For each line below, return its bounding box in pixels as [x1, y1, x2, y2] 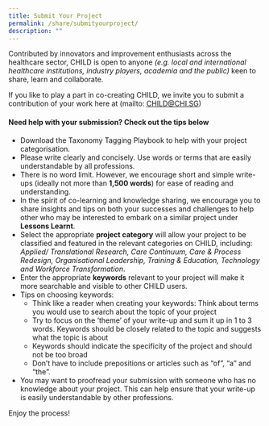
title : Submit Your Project [8, 11, 103, 20]
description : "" [8, 27, 63, 35]
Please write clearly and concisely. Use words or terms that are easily [19, 152, 252, 162]
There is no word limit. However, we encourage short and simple [19, 169, 234, 179]
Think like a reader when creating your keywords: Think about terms [31, 298, 259, 307]
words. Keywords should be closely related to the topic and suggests [31, 324, 262, 333]
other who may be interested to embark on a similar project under [19, 212, 238, 222]
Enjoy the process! [8, 408, 70, 418]
